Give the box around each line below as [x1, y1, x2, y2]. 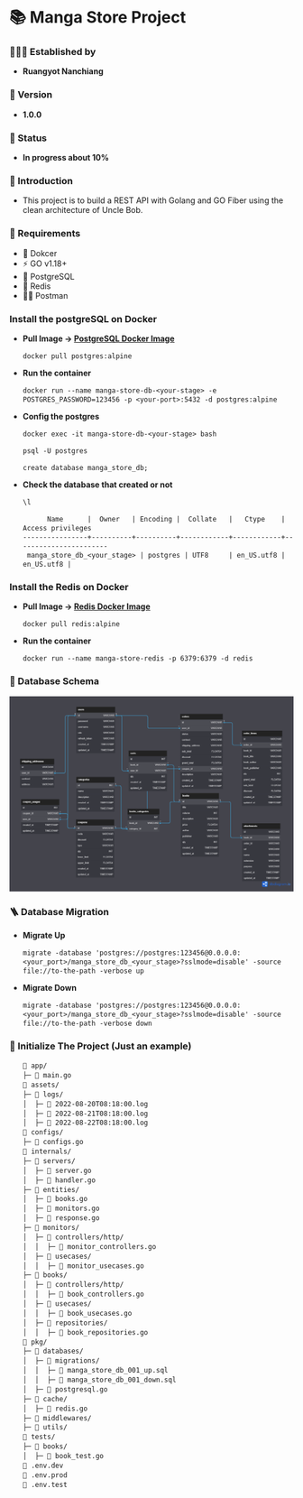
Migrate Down [22, 982, 77, 993]
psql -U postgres [22, 446, 88, 456]
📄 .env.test [22, 1480, 68, 1489]
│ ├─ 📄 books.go [22, 1195, 88, 1204]
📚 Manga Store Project [9, 7, 187, 28]
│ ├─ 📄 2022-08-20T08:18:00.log [22, 1099, 149, 1108]
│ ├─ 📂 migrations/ [22, 1356, 100, 1365]
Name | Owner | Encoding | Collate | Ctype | [46, 514, 286, 523]
